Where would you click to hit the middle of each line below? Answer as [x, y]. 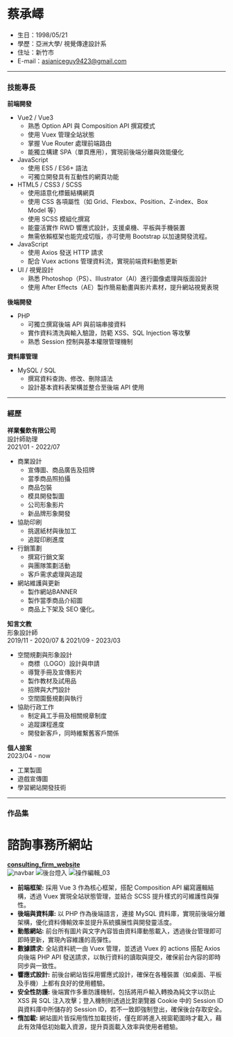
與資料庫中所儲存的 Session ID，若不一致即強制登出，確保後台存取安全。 [121, 1009]
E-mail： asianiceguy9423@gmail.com [72, 61]
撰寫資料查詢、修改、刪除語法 [70, 379]
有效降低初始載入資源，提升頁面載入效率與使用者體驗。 [102, 1027]
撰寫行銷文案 [46, 557]
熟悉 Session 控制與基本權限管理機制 [80, 342]
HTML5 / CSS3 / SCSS [49, 184]
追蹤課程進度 [46, 724]
